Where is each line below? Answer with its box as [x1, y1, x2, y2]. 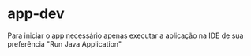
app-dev [7, 5, 65, 23]
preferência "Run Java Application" [7, 39, 122, 48]
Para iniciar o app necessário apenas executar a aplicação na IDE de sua [7, 31, 244, 40]
